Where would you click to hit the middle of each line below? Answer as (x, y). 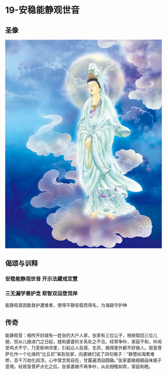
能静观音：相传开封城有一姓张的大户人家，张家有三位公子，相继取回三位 (79, 335)
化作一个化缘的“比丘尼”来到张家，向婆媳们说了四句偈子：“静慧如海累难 (82, 354)
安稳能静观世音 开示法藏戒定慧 (42, 279)
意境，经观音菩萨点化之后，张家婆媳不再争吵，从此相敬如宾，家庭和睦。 (79, 367)
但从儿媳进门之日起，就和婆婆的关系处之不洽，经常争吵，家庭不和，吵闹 (88, 342)
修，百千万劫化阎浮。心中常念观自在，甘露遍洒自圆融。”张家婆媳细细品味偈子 (83, 360)
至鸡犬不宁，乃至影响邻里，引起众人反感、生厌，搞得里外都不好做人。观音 (81, 348)
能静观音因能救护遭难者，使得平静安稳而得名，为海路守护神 (66, 305)
